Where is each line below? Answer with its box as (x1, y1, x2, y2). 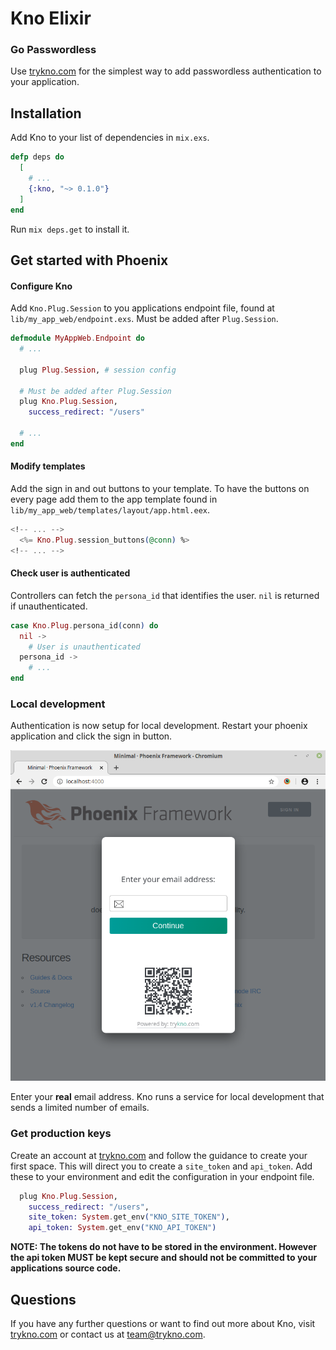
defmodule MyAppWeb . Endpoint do (10, 333, 145, 344)
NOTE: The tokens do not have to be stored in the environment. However (10, 1241, 318, 1253)
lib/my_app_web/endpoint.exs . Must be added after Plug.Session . (10, 313, 279, 325)
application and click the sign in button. (10, 730, 173, 742)
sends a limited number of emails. (10, 1102, 150, 1114)
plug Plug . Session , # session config (19, 365, 177, 375)
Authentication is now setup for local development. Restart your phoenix (10, 720, 308, 732)
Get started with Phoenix (10, 252, 169, 269)
